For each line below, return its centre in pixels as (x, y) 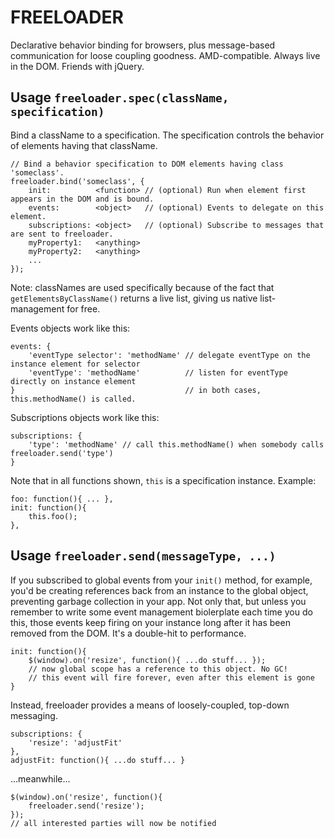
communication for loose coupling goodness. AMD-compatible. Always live (165, 55)
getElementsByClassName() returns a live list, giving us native (134, 298)
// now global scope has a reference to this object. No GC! (158, 669)
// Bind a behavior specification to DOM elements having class (147, 164)
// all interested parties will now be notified (113, 823)
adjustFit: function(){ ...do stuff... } (98, 760)
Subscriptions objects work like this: (85, 417)
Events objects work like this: (70, 328)
